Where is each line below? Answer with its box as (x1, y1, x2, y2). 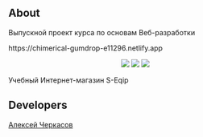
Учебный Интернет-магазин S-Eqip (8, 75, 129, 85)
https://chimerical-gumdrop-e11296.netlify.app (8, 43, 164, 53)
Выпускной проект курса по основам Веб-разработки (8, 27, 196, 37)
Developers (8, 99, 68, 112)
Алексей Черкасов (8, 119, 73, 129)
